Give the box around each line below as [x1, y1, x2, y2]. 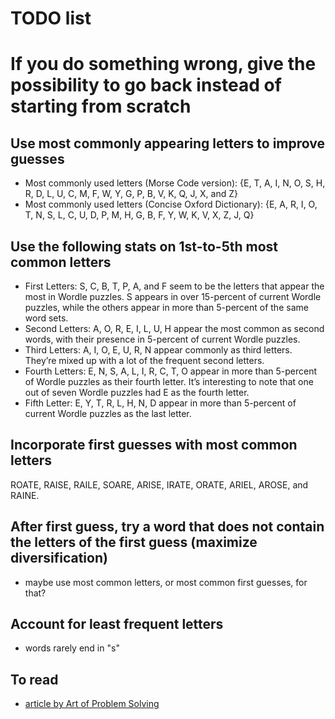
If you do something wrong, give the [10, 53, 317, 76]
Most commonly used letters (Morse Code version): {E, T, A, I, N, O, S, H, [24, 177, 326, 189]
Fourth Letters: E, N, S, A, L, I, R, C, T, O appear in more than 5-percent [24, 365, 318, 377]
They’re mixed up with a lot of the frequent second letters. [24, 355, 265, 366]
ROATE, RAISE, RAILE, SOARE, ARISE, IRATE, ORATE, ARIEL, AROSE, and [10, 478, 309, 491]
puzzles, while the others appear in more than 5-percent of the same [24, 302, 309, 313]
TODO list [10, 7, 92, 30]
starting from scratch [10, 95, 192, 118]
